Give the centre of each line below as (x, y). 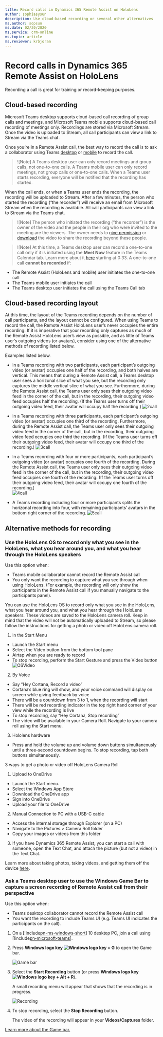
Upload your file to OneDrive (41, 804)
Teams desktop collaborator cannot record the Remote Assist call (78, 913)
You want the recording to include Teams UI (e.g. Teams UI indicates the (84, 918)
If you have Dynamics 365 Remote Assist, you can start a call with (78, 843)
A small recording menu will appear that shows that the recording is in (82, 987)
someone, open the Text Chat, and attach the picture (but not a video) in (84, 848)
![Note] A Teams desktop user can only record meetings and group (84, 161)
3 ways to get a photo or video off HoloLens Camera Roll (62, 765)
